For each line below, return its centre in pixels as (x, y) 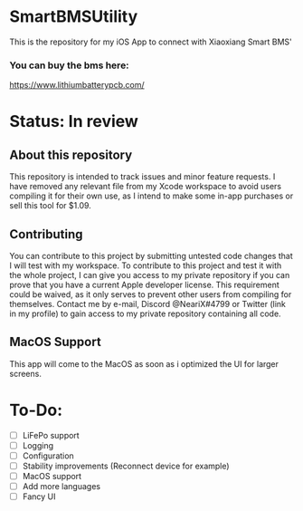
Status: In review (74, 122)
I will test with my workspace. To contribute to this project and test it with (146, 265)
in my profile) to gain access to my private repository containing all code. (146, 313)
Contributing (46, 234)
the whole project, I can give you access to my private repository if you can (150, 275)
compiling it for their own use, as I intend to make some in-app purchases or (151, 196)
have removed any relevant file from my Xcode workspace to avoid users (146, 187)
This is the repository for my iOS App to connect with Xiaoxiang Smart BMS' (151, 42)
